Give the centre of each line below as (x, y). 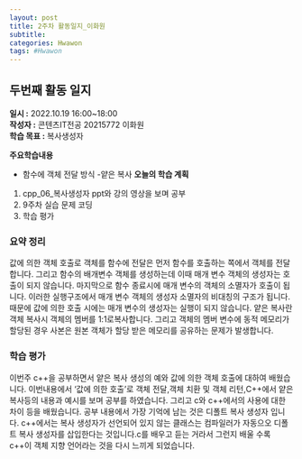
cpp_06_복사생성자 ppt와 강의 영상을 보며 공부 (104, 193)
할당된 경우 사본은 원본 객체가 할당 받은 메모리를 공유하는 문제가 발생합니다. (142, 331)
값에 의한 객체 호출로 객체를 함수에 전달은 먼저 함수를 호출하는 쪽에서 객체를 (142, 263)
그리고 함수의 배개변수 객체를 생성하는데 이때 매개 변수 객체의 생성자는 (158, 274)
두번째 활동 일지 (50, 90)
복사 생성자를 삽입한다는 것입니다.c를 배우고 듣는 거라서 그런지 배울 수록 (145, 434)
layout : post (34, 18)
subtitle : (28, 34)
